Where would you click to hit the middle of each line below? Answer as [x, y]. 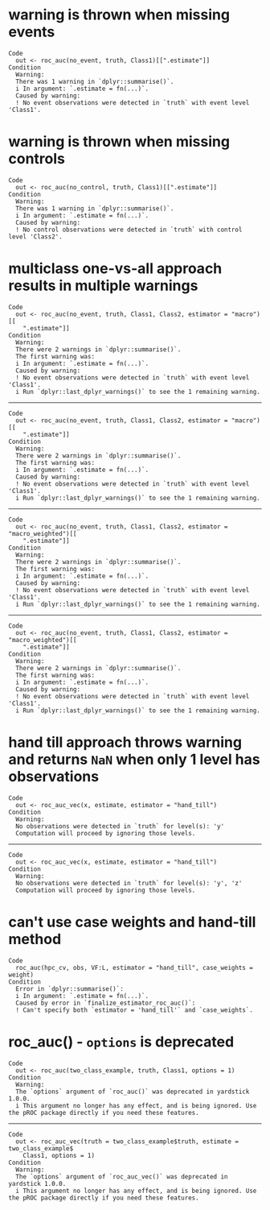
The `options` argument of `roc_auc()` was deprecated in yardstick [133, 1092]
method [35, 939]
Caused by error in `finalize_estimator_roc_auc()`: [106, 1003]
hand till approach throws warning [125, 742]
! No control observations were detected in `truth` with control [129, 230]
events [32, 32]
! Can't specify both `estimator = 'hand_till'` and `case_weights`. [134, 1010]
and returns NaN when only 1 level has [134, 760]
